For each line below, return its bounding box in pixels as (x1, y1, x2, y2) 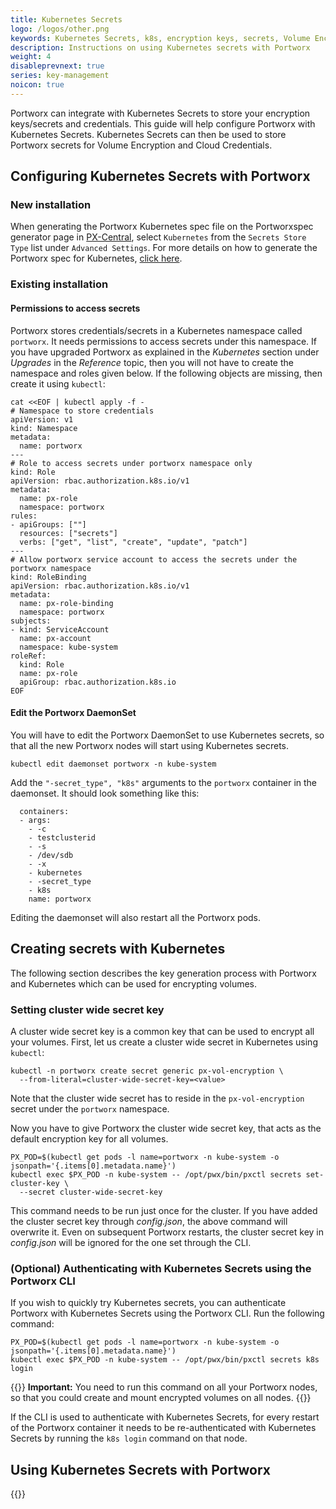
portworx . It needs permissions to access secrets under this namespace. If (10, 335, 317, 347)
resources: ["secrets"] (19, 528, 118, 538)
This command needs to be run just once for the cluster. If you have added (10, 1204, 318, 1216)
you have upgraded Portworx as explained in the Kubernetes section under (10, 346, 320, 358)
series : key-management (10, 71, 110, 81)
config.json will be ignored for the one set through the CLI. (10, 1236, 252, 1248)
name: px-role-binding (19, 598, 114, 608)
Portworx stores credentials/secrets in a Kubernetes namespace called (10, 324, 303, 336)
